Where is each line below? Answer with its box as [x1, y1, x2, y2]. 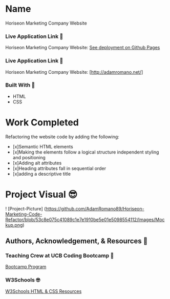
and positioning [12, 154, 46, 160]
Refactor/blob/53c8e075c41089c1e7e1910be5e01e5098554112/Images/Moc [5, 216, 165, 223]
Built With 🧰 [5, 81, 35, 89]
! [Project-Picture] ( [5, 205, 46, 211]
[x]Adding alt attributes [12, 160, 62, 166]
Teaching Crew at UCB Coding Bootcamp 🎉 [5, 252, 114, 259]
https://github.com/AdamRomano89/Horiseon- [46, 205, 144, 211]
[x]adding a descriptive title [12, 170, 71, 177]
